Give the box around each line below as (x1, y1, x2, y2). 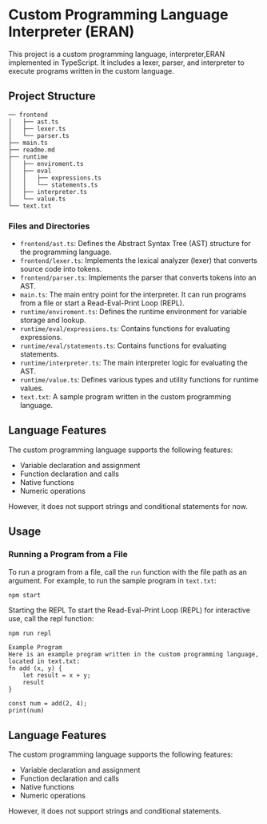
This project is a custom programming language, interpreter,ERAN (8, 49, 225, 59)
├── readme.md (8, 146, 56, 154)
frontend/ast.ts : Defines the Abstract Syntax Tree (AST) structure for (19, 239, 252, 248)
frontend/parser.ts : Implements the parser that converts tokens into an (19, 273, 257, 282)
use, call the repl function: (8, 614, 94, 624)
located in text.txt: (8, 657, 81, 666)
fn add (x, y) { (8, 664, 62, 673)
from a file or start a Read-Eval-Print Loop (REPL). (19, 298, 185, 308)
